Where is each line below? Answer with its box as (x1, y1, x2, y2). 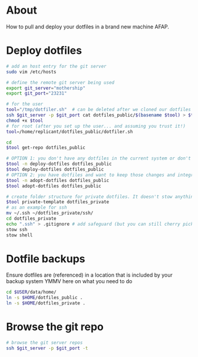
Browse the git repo (6, 320, 104, 334)
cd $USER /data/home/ (6, 289, 57, 296)
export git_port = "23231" (6, 90, 67, 96)
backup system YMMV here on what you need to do (6, 278, 133, 285)
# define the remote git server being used (6, 79, 115, 86)
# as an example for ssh (6, 205, 67, 210)
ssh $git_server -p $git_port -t (6, 345, 88, 351)
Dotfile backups (6, 252, 85, 265)
